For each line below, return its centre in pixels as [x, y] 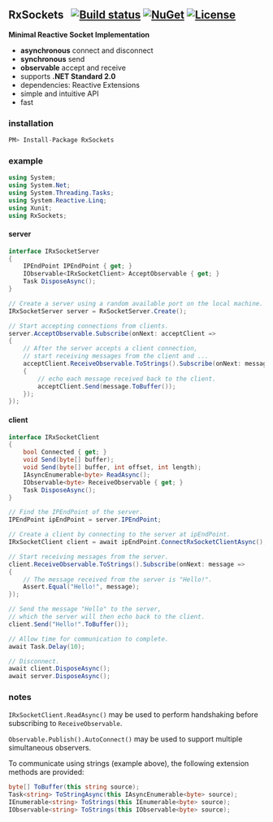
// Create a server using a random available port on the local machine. [136, 303]
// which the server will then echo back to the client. [107, 617]
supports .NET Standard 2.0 [68, 76]
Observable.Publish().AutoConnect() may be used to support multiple [126, 739]
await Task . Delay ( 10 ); [47, 646]
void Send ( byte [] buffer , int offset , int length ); [112, 468]
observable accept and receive [73, 67]
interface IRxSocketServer [54, 251]
